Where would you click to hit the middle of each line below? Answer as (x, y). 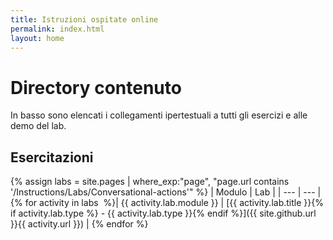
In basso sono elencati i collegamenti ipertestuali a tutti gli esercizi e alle (159, 115)
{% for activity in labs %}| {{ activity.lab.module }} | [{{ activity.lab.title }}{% (167, 203)
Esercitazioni (52, 157)
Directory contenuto (96, 87)
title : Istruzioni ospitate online (84, 19)
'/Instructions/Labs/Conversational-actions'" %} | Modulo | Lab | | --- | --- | (166, 192)
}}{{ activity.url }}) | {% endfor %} (79, 224)
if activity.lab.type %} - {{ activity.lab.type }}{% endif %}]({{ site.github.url (163, 213)
